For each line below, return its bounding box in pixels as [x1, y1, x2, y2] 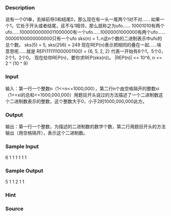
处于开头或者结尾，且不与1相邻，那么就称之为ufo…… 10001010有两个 [20, 22, 165, 29]
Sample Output [5, 167, 43, 175]
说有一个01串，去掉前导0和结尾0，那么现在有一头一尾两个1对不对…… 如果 [5, 16, 160, 22]
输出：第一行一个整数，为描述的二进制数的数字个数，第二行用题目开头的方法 [5, 123, 166, 129]
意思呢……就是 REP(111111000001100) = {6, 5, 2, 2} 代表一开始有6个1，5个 [5, 48, 159, 55]
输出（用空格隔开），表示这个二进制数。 [5, 130, 88, 136]
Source [5, 205, 24, 212]
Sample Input [5, 142, 39, 150]
